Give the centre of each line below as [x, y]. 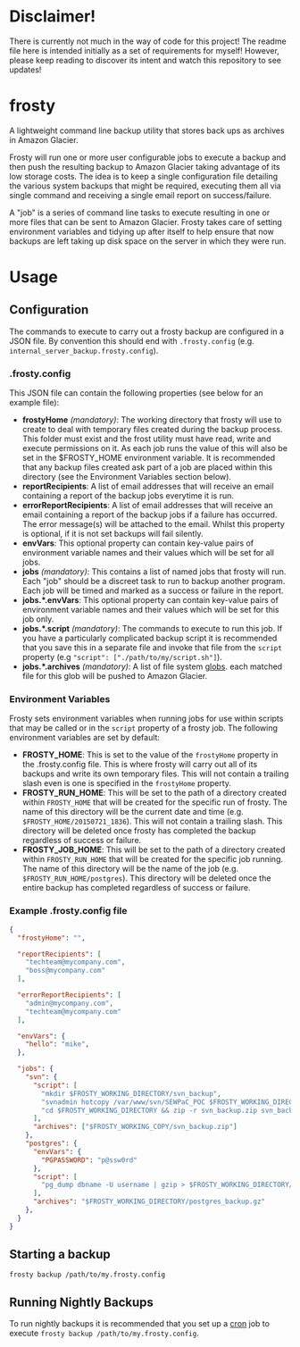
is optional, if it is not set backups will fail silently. [112, 534]
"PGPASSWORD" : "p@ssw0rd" [90, 1160]
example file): [34, 403]
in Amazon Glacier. [44, 139]
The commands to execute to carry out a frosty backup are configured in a [146, 331]
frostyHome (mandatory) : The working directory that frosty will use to [152, 420]
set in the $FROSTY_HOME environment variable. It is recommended [148, 458]
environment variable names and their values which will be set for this [150, 610]
